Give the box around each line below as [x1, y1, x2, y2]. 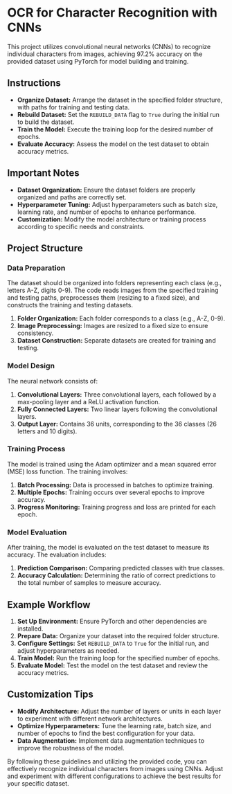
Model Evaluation [7, 527, 67, 537]
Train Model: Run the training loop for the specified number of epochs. [17, 653, 220, 662]
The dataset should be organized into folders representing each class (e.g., [7, 279, 222, 287]
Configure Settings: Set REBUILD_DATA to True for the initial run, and [17, 639, 209, 647]
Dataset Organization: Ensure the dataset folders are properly [17, 186, 196, 194]
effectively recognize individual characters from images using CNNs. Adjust [7, 764, 224, 773]
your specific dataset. [7, 779, 69, 787]
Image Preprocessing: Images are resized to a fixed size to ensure [17, 322, 208, 330]
